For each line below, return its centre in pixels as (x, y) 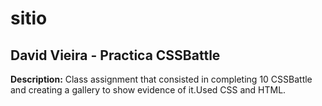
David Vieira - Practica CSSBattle (115, 55)
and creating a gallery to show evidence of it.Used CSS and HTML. (148, 90)
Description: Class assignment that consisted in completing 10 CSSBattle (161, 79)
